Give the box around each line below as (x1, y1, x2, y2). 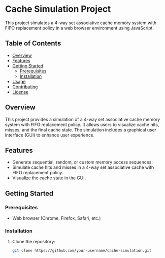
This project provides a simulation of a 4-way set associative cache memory (5, 116, 160, 122)
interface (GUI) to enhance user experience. (5, 132, 95, 138)
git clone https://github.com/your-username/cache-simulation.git (12, 248, 152, 253)
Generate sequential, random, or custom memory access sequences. (12, 159, 153, 165)
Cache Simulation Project (5, 3, 111, 15)
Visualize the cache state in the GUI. (12, 175, 86, 181)
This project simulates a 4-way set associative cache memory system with (5, 20, 157, 26)
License (12, 89, 29, 95)
